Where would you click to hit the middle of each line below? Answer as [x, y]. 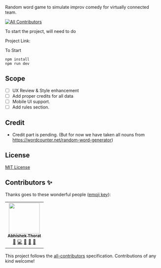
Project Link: [18, 41]
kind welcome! [20, 261]
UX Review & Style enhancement [46, 90]
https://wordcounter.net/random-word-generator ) [63, 140]
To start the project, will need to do [41, 31]
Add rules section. [31, 107]
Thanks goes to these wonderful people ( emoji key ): [58, 194]
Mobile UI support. [31, 101]
